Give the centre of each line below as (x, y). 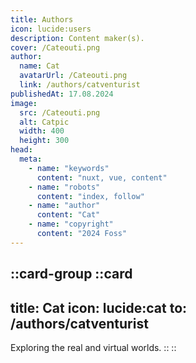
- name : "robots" (64, 187)
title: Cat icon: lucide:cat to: (99, 307)
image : (24, 103)
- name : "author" (64, 206)
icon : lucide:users (51, 29)
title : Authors (42, 19)
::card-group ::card (71, 274)
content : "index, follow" (90, 196)
